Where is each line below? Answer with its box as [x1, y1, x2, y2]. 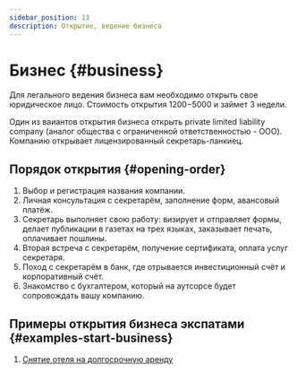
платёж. [21, 204, 54, 215]
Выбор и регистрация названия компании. [21, 186, 186, 196]
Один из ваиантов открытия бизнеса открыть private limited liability [9, 117, 266, 127]
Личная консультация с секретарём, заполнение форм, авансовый [21, 195, 280, 206]
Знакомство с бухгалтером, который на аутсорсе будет [21, 281, 237, 291]
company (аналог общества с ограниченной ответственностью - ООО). [9, 126, 283, 137]
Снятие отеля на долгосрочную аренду [21, 354, 174, 365]
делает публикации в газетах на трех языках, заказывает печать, [21, 223, 273, 234]
